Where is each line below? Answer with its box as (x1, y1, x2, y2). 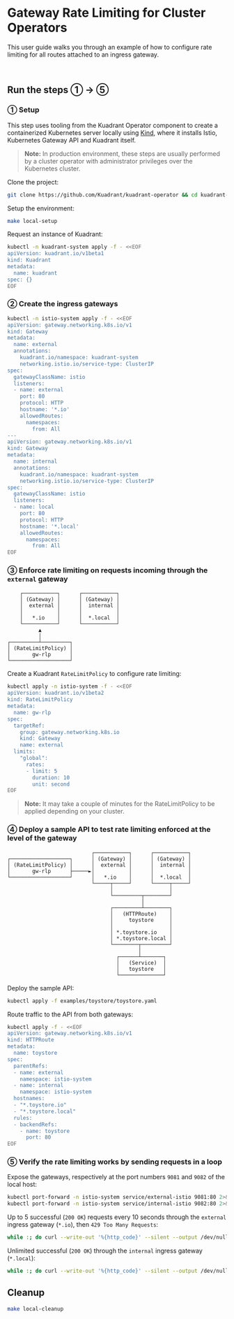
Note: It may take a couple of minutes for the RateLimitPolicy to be (24, 800, 215, 808)
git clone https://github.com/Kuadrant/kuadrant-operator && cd (7, 191, 198, 199)
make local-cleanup (7, 1305, 64, 1312)
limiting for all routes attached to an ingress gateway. (7, 50, 159, 59)
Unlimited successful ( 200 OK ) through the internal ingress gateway (7, 1246, 203, 1255)
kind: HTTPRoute (7, 1037, 54, 1044)
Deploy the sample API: (7, 983, 75, 992)
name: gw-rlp (13, 709, 52, 716)
